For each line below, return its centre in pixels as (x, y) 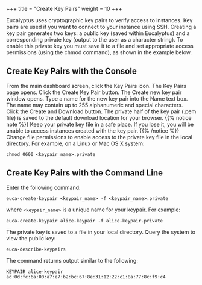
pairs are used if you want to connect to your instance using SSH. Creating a (101, 27)
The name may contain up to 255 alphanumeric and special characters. (95, 105)
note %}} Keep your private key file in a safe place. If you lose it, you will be (100, 124)
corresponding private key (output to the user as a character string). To (95, 39)
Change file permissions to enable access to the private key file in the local (99, 137)
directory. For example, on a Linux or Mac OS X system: (75, 143)
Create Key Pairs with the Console (71, 71)
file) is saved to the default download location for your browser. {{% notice (99, 117)
